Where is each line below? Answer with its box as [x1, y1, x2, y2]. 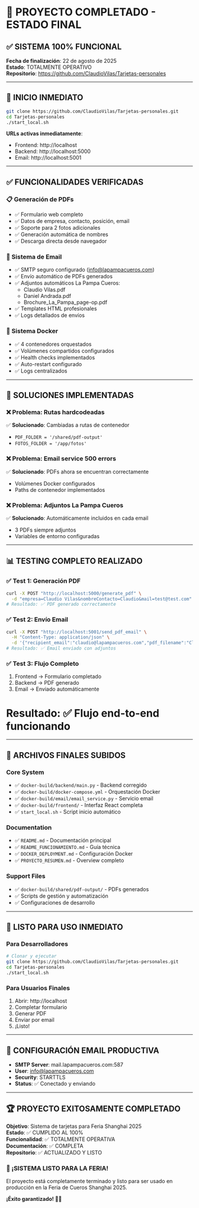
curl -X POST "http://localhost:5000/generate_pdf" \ [6, 590, 142, 596]
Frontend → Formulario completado [14, 673, 102, 680]
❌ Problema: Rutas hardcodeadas [6, 408, 105, 417]
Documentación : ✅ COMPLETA [6, 1142, 84, 1149]
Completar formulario [14, 1004, 68, 1011]
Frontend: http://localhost [14, 142, 77, 149]
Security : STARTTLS [14, 1073, 66, 1080]
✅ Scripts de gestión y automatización [14, 892, 108, 899]
